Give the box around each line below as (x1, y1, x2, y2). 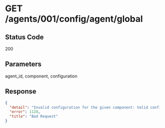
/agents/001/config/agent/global (5, 13, 143, 25)
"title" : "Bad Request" (9, 114, 58, 119)
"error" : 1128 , (9, 109, 41, 114)
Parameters (5, 60, 42, 69)
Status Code (5, 33, 44, 41)
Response (5, 87, 37, 96)
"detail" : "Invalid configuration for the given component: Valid (9, 105, 148, 110)
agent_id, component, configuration (5, 73, 78, 79)
